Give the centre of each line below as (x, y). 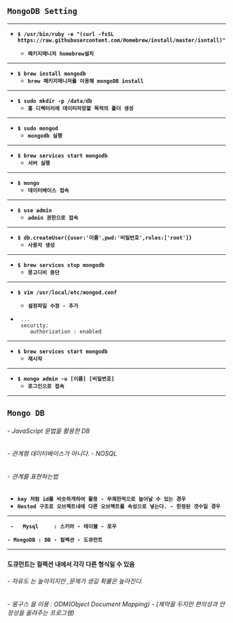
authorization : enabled (66, 331)
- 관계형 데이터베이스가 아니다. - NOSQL (62, 454)
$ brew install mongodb (52, 74)
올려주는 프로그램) (50, 613)
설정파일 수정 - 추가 (53, 306)
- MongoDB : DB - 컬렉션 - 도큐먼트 (55, 540)
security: (35, 325)
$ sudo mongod (37, 128)
